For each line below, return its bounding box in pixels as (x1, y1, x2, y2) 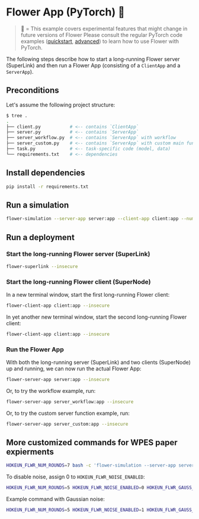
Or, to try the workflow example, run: (6, 387, 96, 394)
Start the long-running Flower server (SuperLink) (6, 250, 150, 258)
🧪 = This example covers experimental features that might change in (20, 25, 188, 32)
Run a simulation (6, 200, 69, 210)
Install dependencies (6, 168, 85, 178)
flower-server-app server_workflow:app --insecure (6, 398, 134, 405)
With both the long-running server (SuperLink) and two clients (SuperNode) (6, 359, 191, 366)
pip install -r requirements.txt (6, 184, 89, 190)
